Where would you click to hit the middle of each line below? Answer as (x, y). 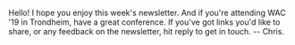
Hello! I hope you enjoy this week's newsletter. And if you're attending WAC (147, 13)
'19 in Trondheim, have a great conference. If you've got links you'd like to (144, 22)
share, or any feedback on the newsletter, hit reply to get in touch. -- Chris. (147, 31)
